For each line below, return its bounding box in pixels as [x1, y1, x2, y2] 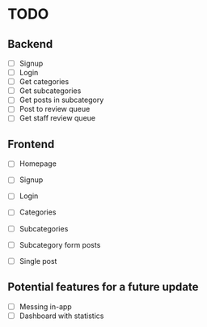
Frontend [7, 137, 55, 151]
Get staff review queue [19, 113, 96, 123]
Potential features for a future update [7, 280, 199, 294]
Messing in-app [19, 301, 72, 312]
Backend [7, 37, 53, 51]
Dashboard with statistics [19, 311, 104, 321]
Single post [19, 256, 57, 265]
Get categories [19, 77, 70, 87]
